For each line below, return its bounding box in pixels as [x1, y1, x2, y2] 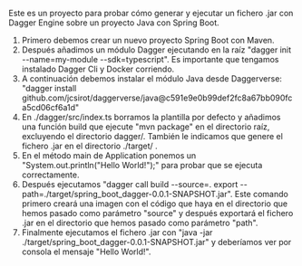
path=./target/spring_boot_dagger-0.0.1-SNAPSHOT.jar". [21, 189, 233, 199]
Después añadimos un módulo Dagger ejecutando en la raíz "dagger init [21, 44, 292, 55]
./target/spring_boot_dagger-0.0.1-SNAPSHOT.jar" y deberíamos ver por [21, 237, 292, 247]
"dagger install [21, 83, 77, 93]
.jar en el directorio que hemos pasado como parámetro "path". [21, 217, 258, 228]
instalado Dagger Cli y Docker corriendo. [21, 63, 175, 74]
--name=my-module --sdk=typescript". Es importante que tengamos [21, 54, 279, 64]
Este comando [234, 189, 289, 199]
